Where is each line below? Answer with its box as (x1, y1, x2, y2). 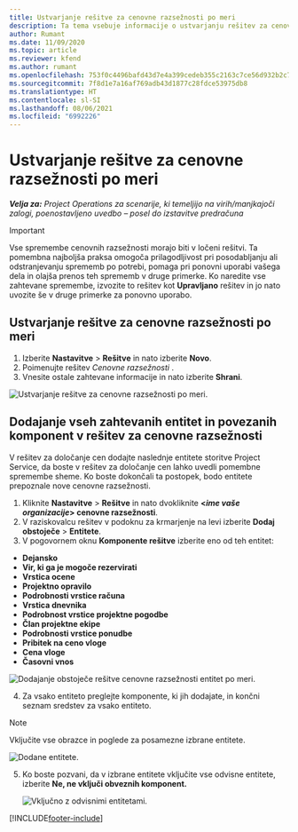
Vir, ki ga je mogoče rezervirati (21, 561, 137, 573)
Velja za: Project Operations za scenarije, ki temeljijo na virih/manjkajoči (9, 199, 275, 210)
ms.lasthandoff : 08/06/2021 (9, 104, 114, 113)
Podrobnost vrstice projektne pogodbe (21, 609, 169, 620)
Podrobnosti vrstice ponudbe (21, 628, 133, 638)
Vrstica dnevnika (21, 599, 87, 610)
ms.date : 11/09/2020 (9, 37, 86, 47)
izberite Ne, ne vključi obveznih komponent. (21, 778, 188, 788)
